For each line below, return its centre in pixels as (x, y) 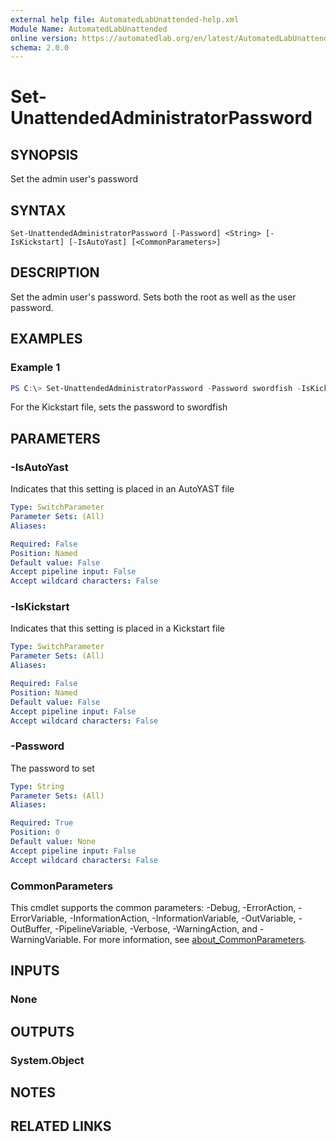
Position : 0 (35, 832)
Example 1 (35, 368)
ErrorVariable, (39, 918)
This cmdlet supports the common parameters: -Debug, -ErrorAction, (153, 908)
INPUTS (35, 971)
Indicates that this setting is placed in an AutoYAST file (122, 489)
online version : (44, 38)
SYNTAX (38, 210)
